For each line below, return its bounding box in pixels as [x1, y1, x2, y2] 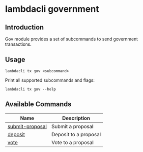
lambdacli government [5, 3, 99, 15]
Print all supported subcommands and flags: [5, 77, 95, 83]
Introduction [5, 23, 44, 31]
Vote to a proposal [51, 139, 94, 146]
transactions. [5, 41, 32, 47]
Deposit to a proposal [51, 131, 101, 138]
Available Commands [5, 100, 72, 109]
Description [62, 115, 90, 122]
